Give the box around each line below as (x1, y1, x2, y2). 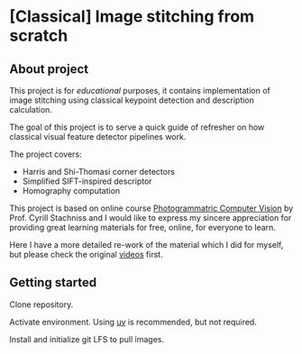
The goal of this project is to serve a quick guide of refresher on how (9, 122, 265, 132)
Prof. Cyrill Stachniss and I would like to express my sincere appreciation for (9, 213, 292, 222)
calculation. (9, 104, 52, 114)
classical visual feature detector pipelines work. (9, 132, 187, 141)
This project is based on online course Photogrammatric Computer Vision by (9, 203, 294, 213)
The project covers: (9, 149, 83, 159)
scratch (9, 25, 69, 46)
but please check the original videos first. (9, 250, 164, 259)
